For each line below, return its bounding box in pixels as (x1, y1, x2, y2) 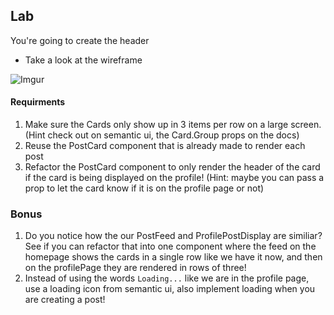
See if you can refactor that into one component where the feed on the (24, 240, 317, 253)
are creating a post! (24, 294, 106, 306)
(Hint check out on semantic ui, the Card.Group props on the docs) (24, 129, 300, 141)
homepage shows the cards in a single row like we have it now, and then (24, 251, 323, 263)
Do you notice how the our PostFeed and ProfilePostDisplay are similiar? (24, 230, 323, 242)
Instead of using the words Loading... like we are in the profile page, (24, 272, 310, 284)
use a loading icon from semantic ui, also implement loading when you (24, 283, 316, 295)
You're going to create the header (10, 34, 150, 46)
